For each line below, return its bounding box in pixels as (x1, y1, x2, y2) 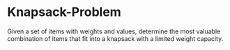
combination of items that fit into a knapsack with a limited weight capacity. (7, 34, 224, 42)
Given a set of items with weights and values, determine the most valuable (7, 27, 221, 35)
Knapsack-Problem (7, 4, 122, 20)
